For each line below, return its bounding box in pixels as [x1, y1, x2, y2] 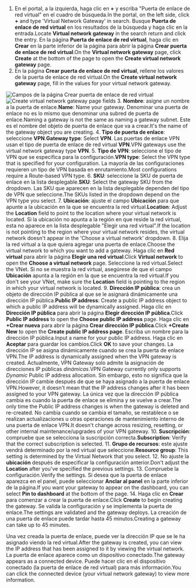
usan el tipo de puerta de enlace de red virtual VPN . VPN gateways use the [6, 141, 186, 148]
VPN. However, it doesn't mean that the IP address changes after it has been [6, 384, 190, 391]
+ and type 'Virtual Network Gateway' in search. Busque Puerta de [14, 18, 177, 24]
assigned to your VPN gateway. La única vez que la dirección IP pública [6, 390, 178, 397]
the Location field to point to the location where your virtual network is [6, 209, 177, 217]
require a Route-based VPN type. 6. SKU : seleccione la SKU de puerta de [6, 173, 183, 179]
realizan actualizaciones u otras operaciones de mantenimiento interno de [6, 415, 185, 422]
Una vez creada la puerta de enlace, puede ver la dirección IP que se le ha [6, 533, 185, 539]
